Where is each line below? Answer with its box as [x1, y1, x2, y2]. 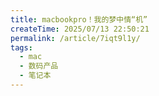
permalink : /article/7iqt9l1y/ [10, 33, 141, 43]
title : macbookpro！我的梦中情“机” [10, 14, 148, 25]
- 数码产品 [19, 61, 59, 71]
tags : [10, 42, 33, 53]
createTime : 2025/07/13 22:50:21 [10, 24, 150, 34]
